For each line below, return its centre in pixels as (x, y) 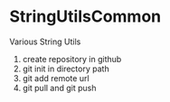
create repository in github (72, 59)
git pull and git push (59, 88)
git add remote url (56, 78)
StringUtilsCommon (85, 17)
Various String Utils (45, 42)
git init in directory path (66, 69)
